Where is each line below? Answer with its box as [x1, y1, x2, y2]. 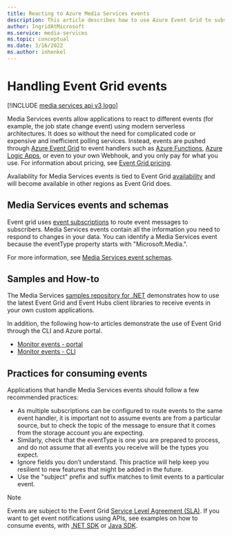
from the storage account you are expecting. [17, 429, 145, 437]
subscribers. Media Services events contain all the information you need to [7, 225, 220, 233]
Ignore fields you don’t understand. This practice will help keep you [17, 458, 209, 466]
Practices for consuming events [7, 367, 148, 379]
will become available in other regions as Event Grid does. [7, 179, 172, 187]
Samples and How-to [7, 274, 100, 285]
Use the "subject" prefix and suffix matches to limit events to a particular [17, 472, 224, 481]
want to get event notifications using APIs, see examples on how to [7, 514, 198, 522]
